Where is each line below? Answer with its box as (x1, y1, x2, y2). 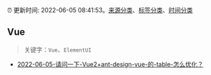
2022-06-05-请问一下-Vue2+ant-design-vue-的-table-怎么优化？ (16, 60, 204, 68)
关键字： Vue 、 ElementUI (23, 45, 91, 54)
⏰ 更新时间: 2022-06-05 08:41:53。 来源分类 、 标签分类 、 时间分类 (7, 6, 193, 14)
